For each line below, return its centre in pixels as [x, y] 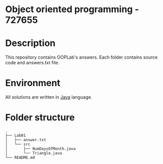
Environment [33, 83]
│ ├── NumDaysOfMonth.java [40, 149]
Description [30, 43]
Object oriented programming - [72, 9]
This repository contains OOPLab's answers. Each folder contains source [81, 57]
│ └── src [18, 144]
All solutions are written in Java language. [49, 97]
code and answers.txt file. [32, 63]
